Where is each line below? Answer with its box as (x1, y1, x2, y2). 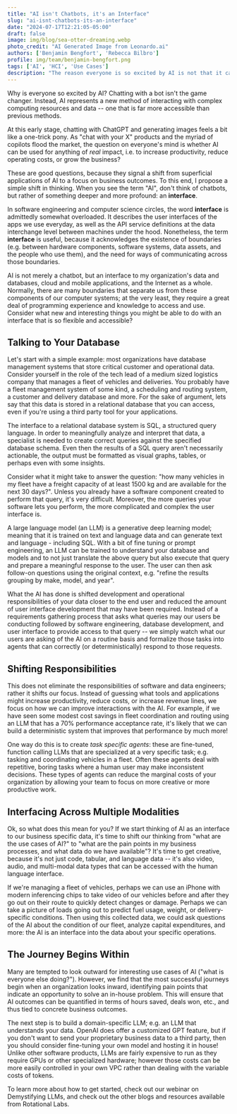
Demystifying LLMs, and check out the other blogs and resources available (7, 1092, 225, 1101)
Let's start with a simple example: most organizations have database (7, 355, 207, 364)
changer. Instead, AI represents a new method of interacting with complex (7, 96, 223, 104)
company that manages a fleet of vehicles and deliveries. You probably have (7, 378, 230, 386)
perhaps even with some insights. (7, 459, 106, 467)
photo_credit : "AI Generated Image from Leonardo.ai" (7, 43, 169, 50)
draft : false (7, 30, 46, 37)
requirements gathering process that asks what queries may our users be (7, 612, 221, 621)
